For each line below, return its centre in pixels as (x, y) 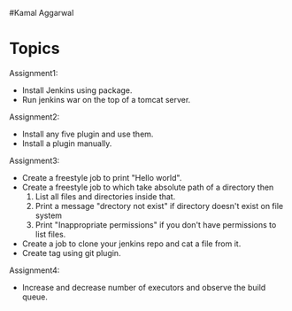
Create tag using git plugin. (71, 253)
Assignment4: (35, 270)
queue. (35, 297)
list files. (50, 234)
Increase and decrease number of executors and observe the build (144, 287)
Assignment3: (35, 160)
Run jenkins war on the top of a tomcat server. (106, 99)
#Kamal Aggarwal (42, 13)
